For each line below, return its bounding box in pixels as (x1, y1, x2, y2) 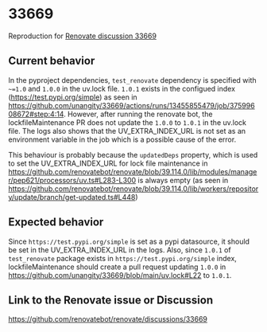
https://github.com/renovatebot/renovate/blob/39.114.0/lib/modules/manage (8, 166, 257, 176)
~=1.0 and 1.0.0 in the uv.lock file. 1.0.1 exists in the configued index (8, 84, 236, 93)
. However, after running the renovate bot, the (63, 109, 213, 119)
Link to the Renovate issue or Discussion (8, 293, 213, 307)
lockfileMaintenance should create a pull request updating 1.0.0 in (8, 262, 226, 271)
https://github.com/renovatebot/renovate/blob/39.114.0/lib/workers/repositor (8, 184, 259, 193)
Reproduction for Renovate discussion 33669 (8, 31, 157, 41)
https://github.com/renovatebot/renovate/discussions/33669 (8, 314, 208, 324)
